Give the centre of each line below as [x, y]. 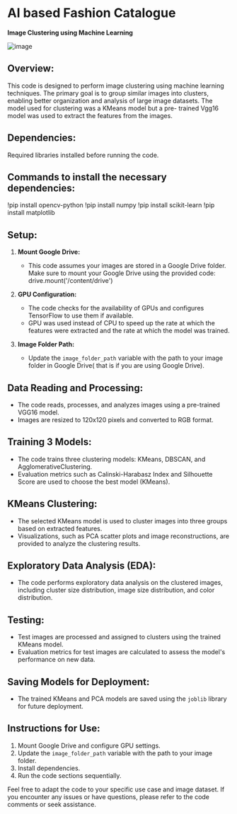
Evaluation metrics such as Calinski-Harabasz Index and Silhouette [115, 474]
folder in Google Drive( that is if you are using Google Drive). [116, 366]
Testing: [26, 620]
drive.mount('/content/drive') [70, 281]
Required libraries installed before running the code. [83, 155]
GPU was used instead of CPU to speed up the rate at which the [122, 323]
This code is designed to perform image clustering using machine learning [116, 86]
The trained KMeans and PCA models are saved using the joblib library [122, 699]
